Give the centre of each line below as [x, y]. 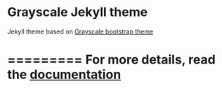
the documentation [64, 75]
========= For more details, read [111, 60]
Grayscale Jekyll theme [78, 12]
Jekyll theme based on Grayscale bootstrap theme [80, 31]
